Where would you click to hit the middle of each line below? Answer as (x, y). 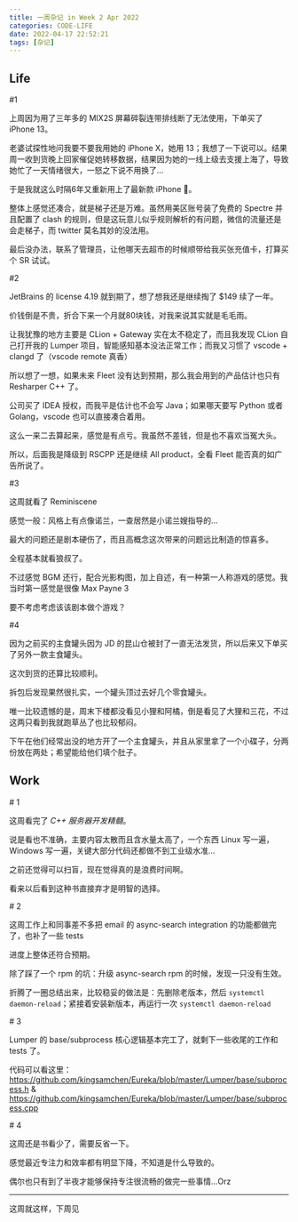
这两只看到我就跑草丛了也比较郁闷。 (75, 722)
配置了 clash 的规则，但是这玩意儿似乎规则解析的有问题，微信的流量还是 (149, 220)
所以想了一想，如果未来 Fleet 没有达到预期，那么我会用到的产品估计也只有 (145, 375)
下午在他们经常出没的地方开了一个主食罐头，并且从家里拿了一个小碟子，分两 (149, 741)
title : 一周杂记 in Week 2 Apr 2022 (74, 17)
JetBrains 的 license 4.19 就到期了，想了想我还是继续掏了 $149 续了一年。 (144, 297)
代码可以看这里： (40, 1069)
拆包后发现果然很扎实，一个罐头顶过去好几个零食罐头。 (110, 692)
